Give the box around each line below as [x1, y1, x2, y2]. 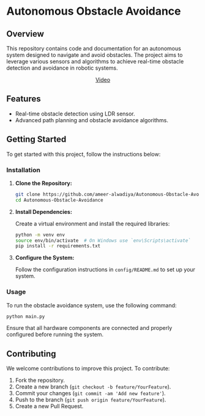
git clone [15, 191, 41, 197]
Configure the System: [15, 254, 75, 261]
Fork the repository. [15, 377, 65, 384]
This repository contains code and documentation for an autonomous [6, 45, 182, 52]
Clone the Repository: [15, 179, 72, 187]
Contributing [6, 348, 56, 359]
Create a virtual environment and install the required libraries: [15, 220, 170, 227]
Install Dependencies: [15, 208, 72, 215]
